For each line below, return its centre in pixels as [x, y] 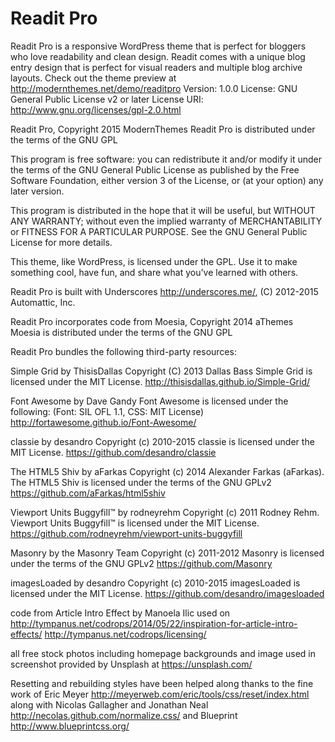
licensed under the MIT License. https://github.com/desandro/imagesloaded [167, 593]
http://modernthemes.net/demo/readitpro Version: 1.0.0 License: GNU [154, 88]
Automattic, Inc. [43, 302]
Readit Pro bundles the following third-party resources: [123, 351]
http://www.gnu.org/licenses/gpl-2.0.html [96, 109]
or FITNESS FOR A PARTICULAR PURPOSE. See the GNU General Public [159, 231]
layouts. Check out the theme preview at [93, 78]
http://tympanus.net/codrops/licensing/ [125, 634]
